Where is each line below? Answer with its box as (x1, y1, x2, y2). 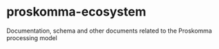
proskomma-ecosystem (6, 4, 147, 20)
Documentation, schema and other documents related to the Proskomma (6, 27, 212, 35)
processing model (6, 33, 58, 42)
